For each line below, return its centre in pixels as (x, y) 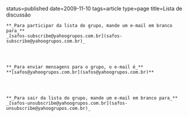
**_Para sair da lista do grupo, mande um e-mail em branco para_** (92, 98)
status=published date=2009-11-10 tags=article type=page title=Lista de (94, 9)
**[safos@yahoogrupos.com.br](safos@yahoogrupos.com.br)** (80, 72)
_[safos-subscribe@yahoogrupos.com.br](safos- (64, 36)
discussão (19, 15)
